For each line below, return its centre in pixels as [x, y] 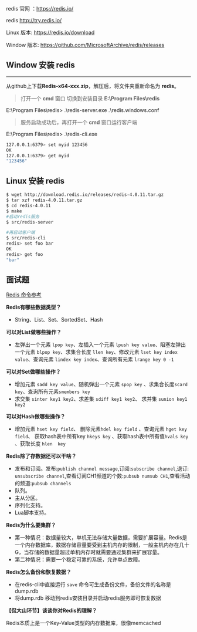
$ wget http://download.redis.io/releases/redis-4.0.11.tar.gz [85, 195]
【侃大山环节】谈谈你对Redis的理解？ [52, 611]
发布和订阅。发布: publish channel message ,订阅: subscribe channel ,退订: [102, 469]
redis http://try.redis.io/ [34, 20]
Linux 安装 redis [35, 181]
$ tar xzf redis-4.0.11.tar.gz [44, 200]
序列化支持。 [30, 505]
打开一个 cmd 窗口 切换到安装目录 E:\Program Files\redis [90, 98]
